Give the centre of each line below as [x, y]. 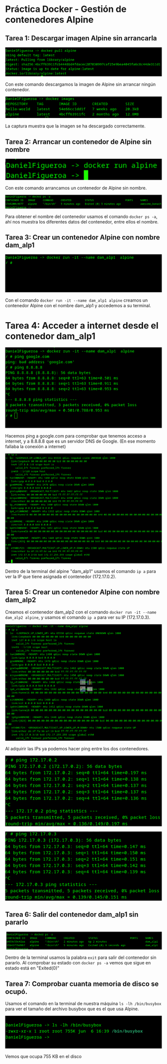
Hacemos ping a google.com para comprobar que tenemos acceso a [76, 436]
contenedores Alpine [49, 20]
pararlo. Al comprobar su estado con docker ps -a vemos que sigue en [78, 963]
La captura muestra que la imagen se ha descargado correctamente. [75, 126]
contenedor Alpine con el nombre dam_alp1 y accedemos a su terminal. [78, 305]
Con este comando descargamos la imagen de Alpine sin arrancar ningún [80, 84]
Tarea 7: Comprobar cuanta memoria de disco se [82, 984]
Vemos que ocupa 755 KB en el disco [43, 1056]
